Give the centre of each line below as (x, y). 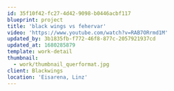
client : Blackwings (35, 70)
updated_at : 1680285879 (41, 45)
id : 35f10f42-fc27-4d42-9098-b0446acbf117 (69, 13)
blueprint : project (35, 20)
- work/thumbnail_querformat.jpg (61, 64)
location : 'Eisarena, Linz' (48, 77)
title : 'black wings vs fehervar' (57, 26)
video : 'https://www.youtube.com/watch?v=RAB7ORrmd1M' (88, 32)
